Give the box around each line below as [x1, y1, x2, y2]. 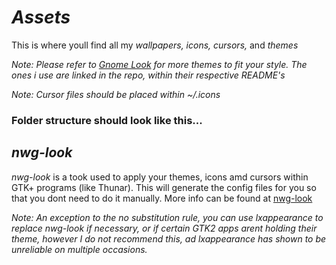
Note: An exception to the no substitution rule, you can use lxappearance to [11, 211, 324, 223]
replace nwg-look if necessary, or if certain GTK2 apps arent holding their [11, 222, 318, 234]
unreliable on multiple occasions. [11, 243, 148, 255]
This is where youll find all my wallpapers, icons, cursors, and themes [11, 39, 299, 51]
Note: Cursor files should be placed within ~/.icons [11, 88, 221, 100]
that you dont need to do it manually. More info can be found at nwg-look [11, 192, 313, 204]
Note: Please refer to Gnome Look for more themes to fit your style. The [11, 58, 308, 70]
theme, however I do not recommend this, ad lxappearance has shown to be [11, 232, 327, 245]
